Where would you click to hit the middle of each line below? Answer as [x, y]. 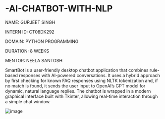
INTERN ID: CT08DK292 [30, 32]
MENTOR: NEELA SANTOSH [34, 60]
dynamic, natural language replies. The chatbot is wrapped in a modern [78, 91]
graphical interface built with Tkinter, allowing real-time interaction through [82, 96]
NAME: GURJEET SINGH [30, 22]
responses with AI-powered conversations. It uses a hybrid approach [89, 75]
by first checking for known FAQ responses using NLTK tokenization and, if [82, 80]
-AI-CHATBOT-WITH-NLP [59, 9]
